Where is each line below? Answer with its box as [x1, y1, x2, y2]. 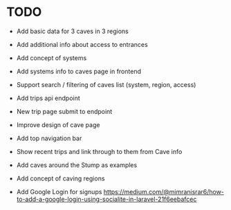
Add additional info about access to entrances [16, 40, 148, 48]
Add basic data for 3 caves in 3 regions [16, 27, 129, 35]
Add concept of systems [16, 53, 87, 62]
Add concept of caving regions [16, 174, 105, 182]
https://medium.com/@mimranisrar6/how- [103, 187, 224, 195]
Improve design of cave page [16, 120, 100, 128]
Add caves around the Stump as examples [16, 160, 138, 169]
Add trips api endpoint [16, 94, 80, 102]
